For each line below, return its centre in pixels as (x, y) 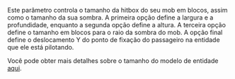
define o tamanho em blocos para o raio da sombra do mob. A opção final (115, 32)
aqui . (15, 68)
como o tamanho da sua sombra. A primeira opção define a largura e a (110, 17)
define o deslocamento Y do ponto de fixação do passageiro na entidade (114, 40)
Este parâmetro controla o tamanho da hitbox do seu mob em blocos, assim (117, 10)
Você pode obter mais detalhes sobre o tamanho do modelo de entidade (113, 61)
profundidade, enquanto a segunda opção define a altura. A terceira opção (117, 25)
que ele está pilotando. (41, 47)
